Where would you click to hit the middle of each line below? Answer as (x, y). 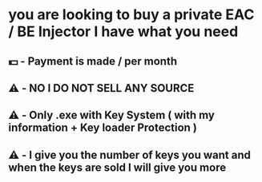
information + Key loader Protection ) (103, 128)
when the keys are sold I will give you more (117, 167)
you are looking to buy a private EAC (131, 15)
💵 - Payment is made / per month (93, 61)
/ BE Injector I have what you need (123, 32)
